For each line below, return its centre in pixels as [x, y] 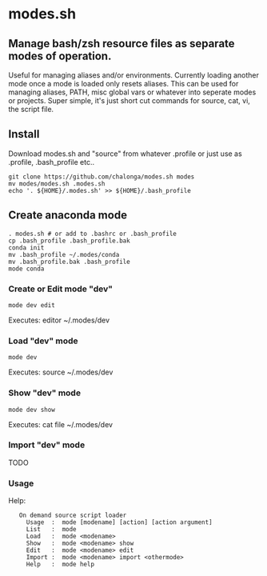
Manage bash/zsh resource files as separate [122, 44]
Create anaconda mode [68, 216]
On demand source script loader [73, 516]
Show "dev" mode [45, 393]
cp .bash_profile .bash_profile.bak [69, 241]
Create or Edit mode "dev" [61, 289]
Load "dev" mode [43, 341]
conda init [26, 248]
